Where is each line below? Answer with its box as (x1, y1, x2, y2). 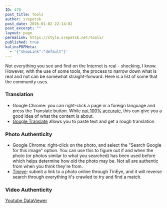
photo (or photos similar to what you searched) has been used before (12, 153, 156, 159)
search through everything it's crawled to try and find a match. (12, 174, 141, 180)
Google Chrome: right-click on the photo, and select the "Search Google (12, 142, 161, 148)
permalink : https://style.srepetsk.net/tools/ (5, 35, 104, 40)
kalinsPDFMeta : (5, 44, 37, 49)
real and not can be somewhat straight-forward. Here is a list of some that (5, 73, 157, 79)
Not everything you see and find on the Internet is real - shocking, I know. (5, 63, 157, 69)
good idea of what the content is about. (12, 113, 94, 119)
